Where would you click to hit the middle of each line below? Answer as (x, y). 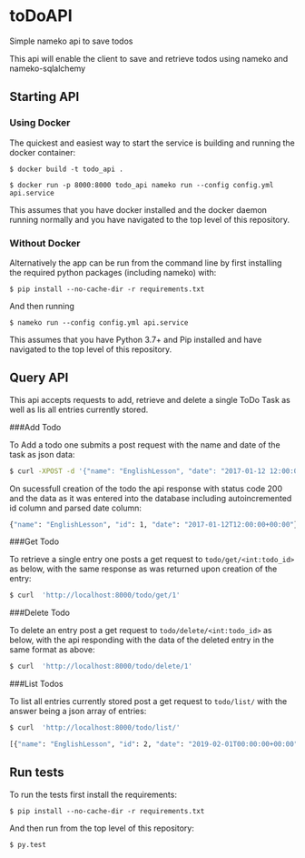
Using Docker (40, 123)
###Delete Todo (40, 613)
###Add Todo (35, 427)
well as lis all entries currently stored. (79, 409)
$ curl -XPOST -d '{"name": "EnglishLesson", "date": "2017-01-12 (138, 471)
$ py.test (28, 844)
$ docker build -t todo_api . (67, 169)
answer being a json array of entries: (78, 712)
